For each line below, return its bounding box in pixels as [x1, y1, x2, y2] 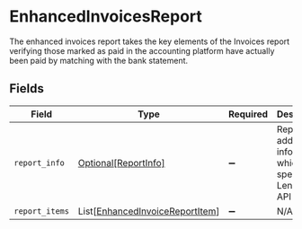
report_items [13, 206, 70, 216]
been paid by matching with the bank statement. [9, 55, 189, 66]
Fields [9, 81, 45, 96]
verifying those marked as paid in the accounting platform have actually [9, 45, 275, 56]
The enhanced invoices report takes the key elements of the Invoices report [9, 36, 290, 47]
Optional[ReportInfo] [77, 156, 165, 169]
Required [227, 108, 268, 120]
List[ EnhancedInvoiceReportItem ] [77, 205, 220, 217]
